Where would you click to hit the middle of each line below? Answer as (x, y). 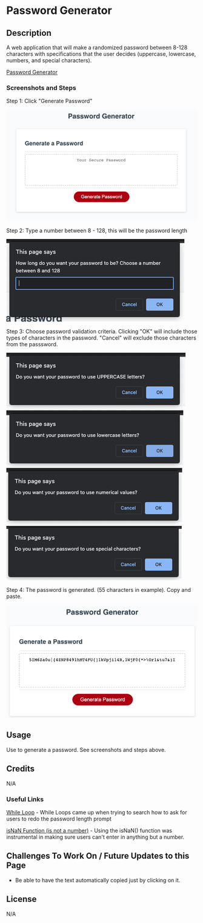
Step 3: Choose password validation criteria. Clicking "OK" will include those (102, 331)
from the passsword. (32, 344)
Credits (21, 769)
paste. (14, 596)
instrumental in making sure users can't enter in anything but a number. (95, 837)
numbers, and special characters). (49, 60)
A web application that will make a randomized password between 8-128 (97, 47)
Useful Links (25, 799)
